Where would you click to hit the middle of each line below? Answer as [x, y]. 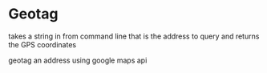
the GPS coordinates [42, 44]
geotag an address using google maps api [78, 60]
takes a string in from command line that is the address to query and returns [134, 36]
